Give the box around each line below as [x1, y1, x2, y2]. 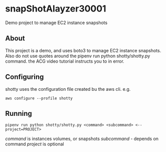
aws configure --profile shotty [5, 96, 73, 101]
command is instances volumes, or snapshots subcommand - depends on [5, 136, 159, 142]
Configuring [5, 73, 44, 81]
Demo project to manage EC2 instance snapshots [5, 20, 108, 26]
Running [5, 109, 33, 118]
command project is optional [5, 141, 64, 147]
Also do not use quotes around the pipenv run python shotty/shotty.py [5, 53, 150, 59]
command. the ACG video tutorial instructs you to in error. [5, 58, 124, 64]
